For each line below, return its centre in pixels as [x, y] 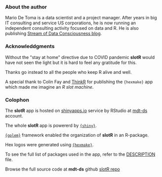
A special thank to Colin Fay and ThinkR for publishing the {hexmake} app [79, 82]
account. [14, 116]
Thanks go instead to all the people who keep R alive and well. [68, 72]
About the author [26, 7]
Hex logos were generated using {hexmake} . [49, 144]
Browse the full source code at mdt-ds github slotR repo [62, 169]
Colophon [17, 100]
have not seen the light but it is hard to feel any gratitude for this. [71, 62]
